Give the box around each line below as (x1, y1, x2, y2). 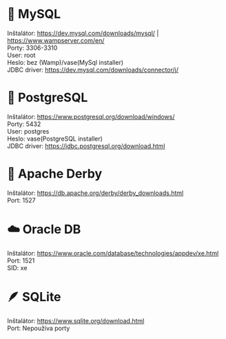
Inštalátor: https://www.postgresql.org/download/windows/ (7, 112, 175, 121)
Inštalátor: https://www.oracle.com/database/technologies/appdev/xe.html (7, 249, 219, 257)
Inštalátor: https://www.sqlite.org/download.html (7, 316, 145, 325)
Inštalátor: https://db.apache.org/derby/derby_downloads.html (7, 189, 184, 197)
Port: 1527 (7, 196, 36, 204)
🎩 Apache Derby (7, 166, 103, 182)
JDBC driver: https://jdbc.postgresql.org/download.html (7, 141, 165, 150)
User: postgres (7, 127, 50, 135)
